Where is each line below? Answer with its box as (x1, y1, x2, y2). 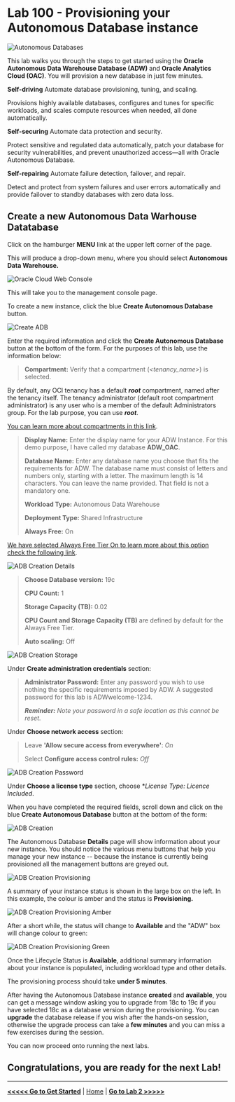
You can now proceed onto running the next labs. (7, 1041, 150, 1049)
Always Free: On (24, 527, 73, 536)
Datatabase (7, 222, 59, 233)
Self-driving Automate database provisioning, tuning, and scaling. (7, 85, 198, 93)
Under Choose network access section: (7, 727, 124, 735)
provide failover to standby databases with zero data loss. (7, 190, 174, 198)
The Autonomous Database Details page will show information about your (7, 837, 221, 845)
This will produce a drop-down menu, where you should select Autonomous (7, 254, 228, 262)
